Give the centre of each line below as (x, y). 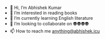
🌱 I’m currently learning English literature (51, 18)
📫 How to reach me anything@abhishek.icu (55, 31)
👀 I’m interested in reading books (44, 13)
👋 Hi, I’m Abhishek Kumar (36, 8)
